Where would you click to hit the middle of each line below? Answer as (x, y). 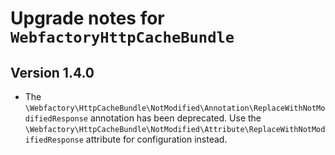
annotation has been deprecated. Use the (175, 118)
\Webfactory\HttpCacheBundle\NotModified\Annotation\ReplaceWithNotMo (175, 108)
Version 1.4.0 (52, 72)
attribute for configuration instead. (156, 139)
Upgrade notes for (87, 18)
